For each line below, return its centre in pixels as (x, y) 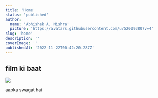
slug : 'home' (19, 34)
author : (14, 19)
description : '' (22, 39)
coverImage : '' (21, 43)
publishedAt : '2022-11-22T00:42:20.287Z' (50, 48)
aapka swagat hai (24, 90)
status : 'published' (27, 15)
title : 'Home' (20, 10)
